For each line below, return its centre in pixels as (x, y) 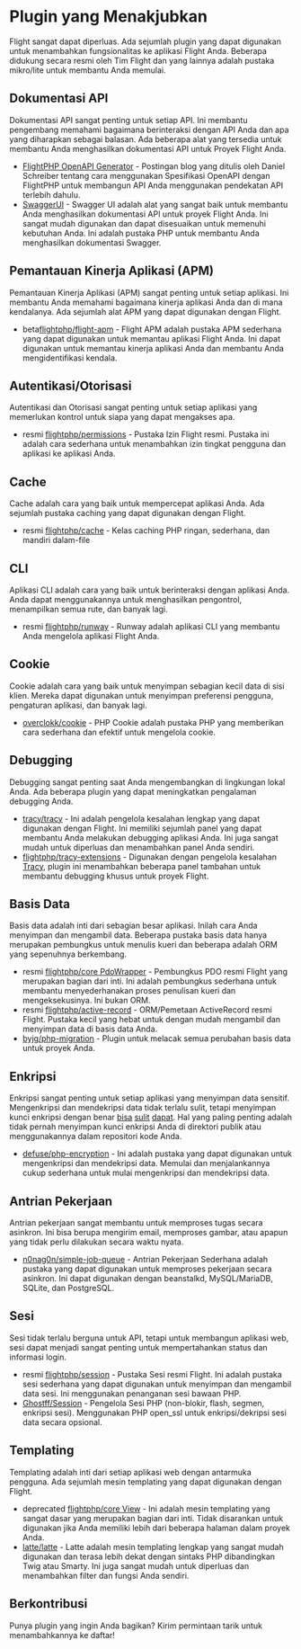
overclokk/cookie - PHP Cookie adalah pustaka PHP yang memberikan (153, 722)
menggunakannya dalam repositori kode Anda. (96, 1136)
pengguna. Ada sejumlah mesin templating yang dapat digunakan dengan (146, 1482)
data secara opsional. (62, 1422)
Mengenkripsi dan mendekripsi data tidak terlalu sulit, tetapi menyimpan (143, 1108)
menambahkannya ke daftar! (62, 1635)
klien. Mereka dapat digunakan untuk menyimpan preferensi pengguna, (142, 695)
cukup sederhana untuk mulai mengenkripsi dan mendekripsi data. (146, 1173)
